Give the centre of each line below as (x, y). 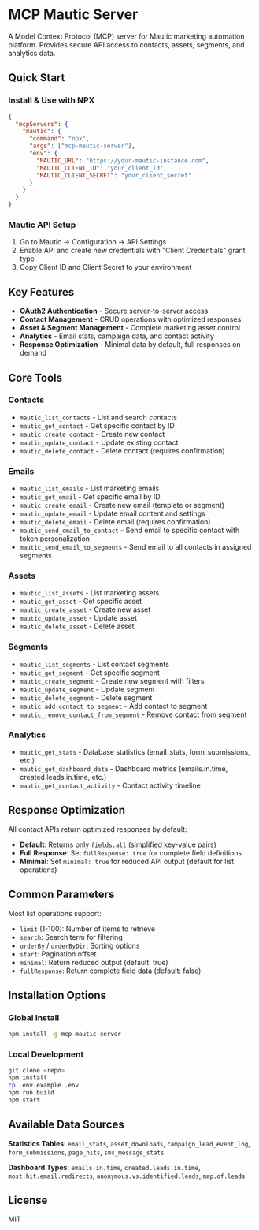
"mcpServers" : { (42, 124)
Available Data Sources (66, 1125)
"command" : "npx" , (59, 139)
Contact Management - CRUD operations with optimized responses (130, 319)
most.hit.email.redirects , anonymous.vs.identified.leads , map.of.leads (127, 1176)
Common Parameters (61, 895)
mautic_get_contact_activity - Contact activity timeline (110, 785)
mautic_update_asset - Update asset (78, 618)
